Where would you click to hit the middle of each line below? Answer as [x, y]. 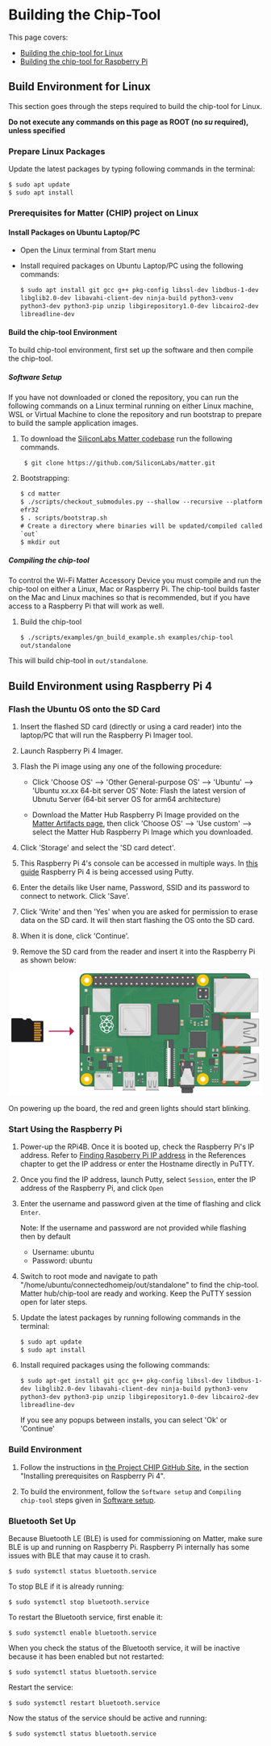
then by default [45, 1237]
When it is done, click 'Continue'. [75, 936]
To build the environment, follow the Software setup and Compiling [131, 1491]
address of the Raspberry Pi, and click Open [92, 1188]
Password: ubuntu [62, 1261]
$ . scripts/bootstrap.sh [63, 518]
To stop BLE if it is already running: [66, 1586]
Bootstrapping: [45, 478]
